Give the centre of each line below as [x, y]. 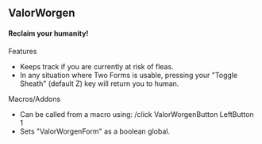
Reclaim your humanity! [48, 33]
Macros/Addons [35, 99]
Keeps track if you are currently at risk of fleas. [96, 66]
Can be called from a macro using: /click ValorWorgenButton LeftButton [137, 114]
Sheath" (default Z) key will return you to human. [99, 84]
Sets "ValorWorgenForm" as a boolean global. [95, 131]
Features [23, 51]
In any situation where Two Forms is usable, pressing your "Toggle [129, 75]
